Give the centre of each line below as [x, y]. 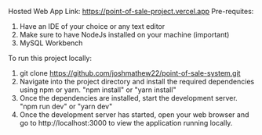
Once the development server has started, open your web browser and [134, 115]
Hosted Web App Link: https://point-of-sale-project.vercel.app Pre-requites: [131, 11]
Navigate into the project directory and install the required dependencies [137, 82]
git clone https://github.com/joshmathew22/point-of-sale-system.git [130, 73]
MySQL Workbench [51, 43]
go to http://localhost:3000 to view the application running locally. [126, 123]
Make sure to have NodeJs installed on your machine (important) [124, 35]
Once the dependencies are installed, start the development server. [128, 98]
